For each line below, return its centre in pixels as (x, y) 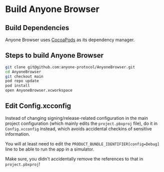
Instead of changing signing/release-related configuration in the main (77, 118)
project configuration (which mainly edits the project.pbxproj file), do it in (81, 123)
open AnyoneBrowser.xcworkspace (39, 91)
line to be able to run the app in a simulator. (50, 149)
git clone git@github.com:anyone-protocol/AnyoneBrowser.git (70, 67)
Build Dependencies (37, 28)
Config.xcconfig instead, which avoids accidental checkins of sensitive (78, 128)
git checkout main (24, 76)
